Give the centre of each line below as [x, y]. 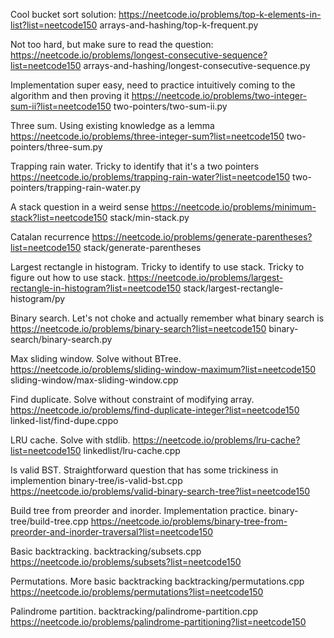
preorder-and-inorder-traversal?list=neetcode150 [112, 532]
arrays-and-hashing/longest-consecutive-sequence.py [197, 65]
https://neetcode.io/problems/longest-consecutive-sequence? [139, 55]
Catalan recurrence [50, 237]
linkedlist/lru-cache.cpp [132, 450]
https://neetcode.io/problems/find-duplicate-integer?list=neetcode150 [155, 410]
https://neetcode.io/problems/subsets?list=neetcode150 [126, 562]
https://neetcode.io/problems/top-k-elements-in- [220, 14]
